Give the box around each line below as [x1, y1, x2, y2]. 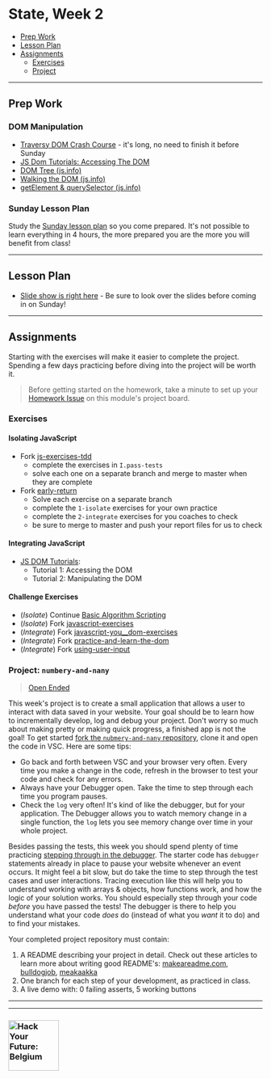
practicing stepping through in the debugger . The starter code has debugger [8, 850, 260, 860]
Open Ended [27, 683, 70, 693]
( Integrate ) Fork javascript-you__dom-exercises [19, 627, 178, 637]
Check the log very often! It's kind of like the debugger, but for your [19, 800, 245, 810]
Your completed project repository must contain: [8, 934, 169, 944]
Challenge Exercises [8, 592, 79, 602]
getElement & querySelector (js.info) [19, 183, 141, 192]
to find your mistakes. [8, 919, 81, 929]
